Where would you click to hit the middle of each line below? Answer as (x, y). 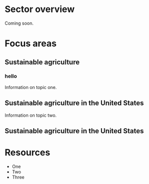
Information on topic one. (31, 87)
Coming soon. (19, 23)
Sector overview (40, 9)
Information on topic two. (31, 115)
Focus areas (31, 43)
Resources (28, 153)
